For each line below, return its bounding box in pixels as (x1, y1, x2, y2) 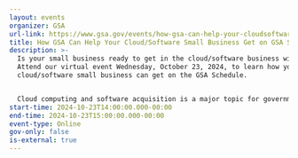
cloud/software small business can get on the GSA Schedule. (17, 71, 248, 80)
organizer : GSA (9, 21, 66, 30)
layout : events (9, 12, 66, 22)
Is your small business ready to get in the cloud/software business (17, 54, 279, 63)
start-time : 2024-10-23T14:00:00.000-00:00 (9, 103, 173, 112)
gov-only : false (9, 128, 69, 137)
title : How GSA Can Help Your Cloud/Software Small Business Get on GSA (9, 37, 284, 47)
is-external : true (9, 136, 77, 145)
